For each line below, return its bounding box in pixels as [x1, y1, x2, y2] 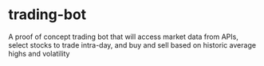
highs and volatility [8, 49, 70, 58]
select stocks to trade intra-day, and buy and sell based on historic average [8, 40, 257, 49]
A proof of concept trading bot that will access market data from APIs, [8, 32, 239, 41]
